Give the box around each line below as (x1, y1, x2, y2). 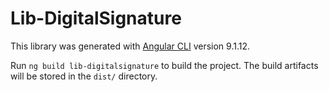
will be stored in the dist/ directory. (10, 70, 158, 82)
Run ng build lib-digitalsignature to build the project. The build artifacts (10, 59, 319, 71)
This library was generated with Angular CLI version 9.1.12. (10, 40, 250, 52)
